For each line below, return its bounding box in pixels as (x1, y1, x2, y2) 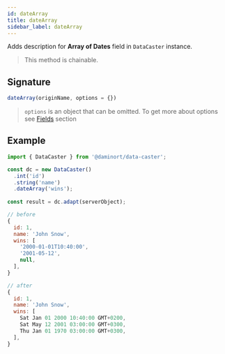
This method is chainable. (24, 56, 99, 64)
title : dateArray (7, 17, 58, 24)
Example (7, 135, 46, 147)
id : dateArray (7, 10, 49, 17)
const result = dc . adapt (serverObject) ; (7, 198, 127, 206)
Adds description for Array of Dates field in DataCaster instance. (7, 43, 193, 51)
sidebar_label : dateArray (7, 23, 82, 30)
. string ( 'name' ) (13, 179, 61, 186)
